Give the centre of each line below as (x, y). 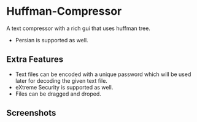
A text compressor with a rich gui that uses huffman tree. (78, 28)
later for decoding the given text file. (61, 80)
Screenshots (31, 113)
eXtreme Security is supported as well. (64, 87)
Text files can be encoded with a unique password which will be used (103, 74)
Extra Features (35, 59)
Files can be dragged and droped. (58, 94)
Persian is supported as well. (52, 40)
